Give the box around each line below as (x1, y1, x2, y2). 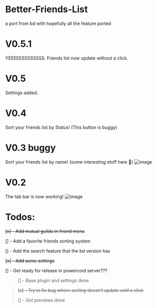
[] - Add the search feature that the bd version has (5, 248, 110, 254)
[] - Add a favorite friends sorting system (5, 238, 91, 244)
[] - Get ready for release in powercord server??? (5, 267, 108, 273)
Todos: (5, 211, 35, 223)
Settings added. (5, 89, 38, 96)
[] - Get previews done (17, 297, 65, 303)
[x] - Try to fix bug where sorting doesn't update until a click (17, 287, 144, 293)
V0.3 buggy (5, 142, 56, 153)
